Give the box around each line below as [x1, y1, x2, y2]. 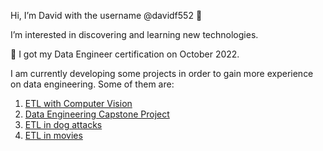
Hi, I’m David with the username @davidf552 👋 [10, 10, 203, 21]
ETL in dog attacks [24, 119, 103, 130]
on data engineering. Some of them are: [10, 78, 175, 90]
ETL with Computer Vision [24, 98, 133, 109]
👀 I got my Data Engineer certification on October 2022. [10, 48, 240, 60]
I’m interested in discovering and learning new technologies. [10, 29, 259, 40]
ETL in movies [24, 130, 83, 141]
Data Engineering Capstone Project [24, 108, 170, 120]
